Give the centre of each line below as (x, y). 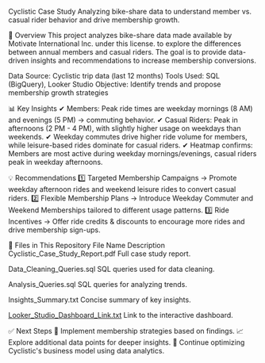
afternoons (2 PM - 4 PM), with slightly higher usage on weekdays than (125, 128)
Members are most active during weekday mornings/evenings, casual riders (132, 153)
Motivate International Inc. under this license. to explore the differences (125, 44)
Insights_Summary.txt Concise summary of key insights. (100, 300)
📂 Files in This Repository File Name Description (86, 245)
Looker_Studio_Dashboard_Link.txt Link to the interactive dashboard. (121, 315)
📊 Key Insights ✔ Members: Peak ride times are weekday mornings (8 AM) (131, 109)
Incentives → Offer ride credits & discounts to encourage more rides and (127, 222)
